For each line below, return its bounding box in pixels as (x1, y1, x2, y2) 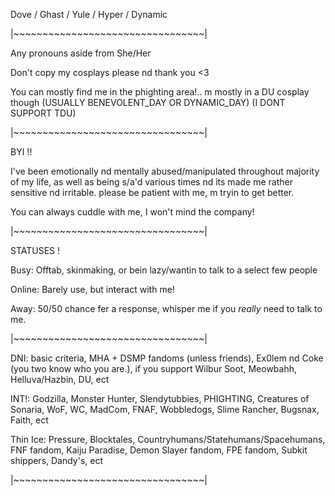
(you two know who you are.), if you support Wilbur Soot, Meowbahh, (10, 363, 298, 374)
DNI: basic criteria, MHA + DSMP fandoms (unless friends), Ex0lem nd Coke (10, 352, 324, 364)
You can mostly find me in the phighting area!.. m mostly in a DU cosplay (10, 86, 310, 98)
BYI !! (10, 146, 33, 158)
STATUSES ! (10, 245, 61, 256)
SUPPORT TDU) (10, 107, 77, 119)
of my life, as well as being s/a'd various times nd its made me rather (10, 176, 293, 188)
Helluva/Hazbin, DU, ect (10, 374, 110, 385)
